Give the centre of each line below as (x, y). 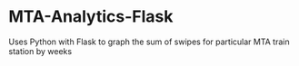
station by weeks (40, 51)
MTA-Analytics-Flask (91, 17)
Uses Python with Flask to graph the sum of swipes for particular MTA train (149, 42)
